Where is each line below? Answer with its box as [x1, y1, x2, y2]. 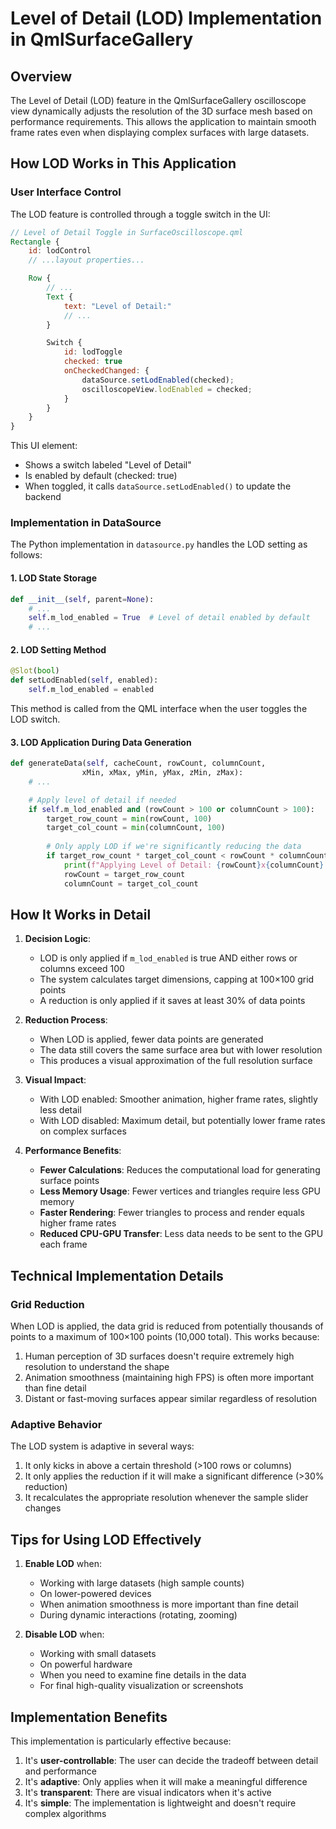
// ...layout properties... [28, 255, 145, 266]
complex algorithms [24, 1808, 107, 1820]
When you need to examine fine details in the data [39, 1669, 247, 1681]
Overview [10, 68, 73, 85]
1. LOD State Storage [10, 572, 98, 584]
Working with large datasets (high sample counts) [39, 1577, 245, 1589]
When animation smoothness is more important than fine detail [39, 1598, 299, 1611]
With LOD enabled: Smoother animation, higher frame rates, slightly [39, 1093, 318, 1106]
